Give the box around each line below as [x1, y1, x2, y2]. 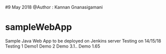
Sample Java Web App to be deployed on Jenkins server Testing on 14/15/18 [5, 38, 162, 44]
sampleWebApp [5, 22, 72, 33]
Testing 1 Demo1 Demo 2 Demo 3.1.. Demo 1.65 [5, 43, 101, 49]
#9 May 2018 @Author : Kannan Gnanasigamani [5, 4, 103, 10]
